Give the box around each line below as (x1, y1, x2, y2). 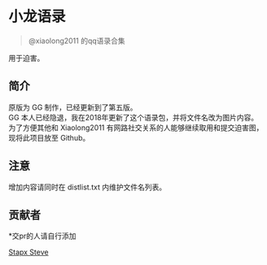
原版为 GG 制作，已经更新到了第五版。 (8, 102, 138, 112)
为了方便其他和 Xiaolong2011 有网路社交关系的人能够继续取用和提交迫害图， (8, 123, 264, 132)
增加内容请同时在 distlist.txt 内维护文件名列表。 (8, 182, 167, 192)
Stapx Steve (8, 247, 49, 257)
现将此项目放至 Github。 (8, 132, 90, 142)
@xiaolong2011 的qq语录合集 (28, 36, 126, 46)
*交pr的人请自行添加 (8, 231, 77, 241)
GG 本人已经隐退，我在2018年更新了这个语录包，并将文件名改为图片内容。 (8, 112, 259, 122)
